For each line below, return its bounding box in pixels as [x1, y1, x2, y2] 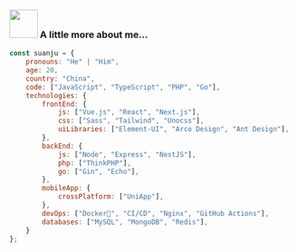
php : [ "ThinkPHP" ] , [57, 159, 131, 168]
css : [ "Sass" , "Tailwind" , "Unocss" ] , [57, 116, 205, 126]
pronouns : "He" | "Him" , [25, 57, 120, 67]
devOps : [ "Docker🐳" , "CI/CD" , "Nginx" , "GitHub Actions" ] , [42, 208, 270, 218]
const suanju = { [9, 49, 75, 58]
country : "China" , [25, 73, 95, 83]
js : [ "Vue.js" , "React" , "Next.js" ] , [57, 108, 201, 117]
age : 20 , [25, 66, 59, 75]
